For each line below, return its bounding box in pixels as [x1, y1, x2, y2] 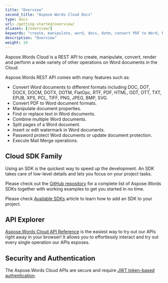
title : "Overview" [5, 7, 43, 13]
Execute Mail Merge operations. [12, 137, 78, 143]
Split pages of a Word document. [12, 121, 81, 127]
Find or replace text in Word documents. [12, 111, 96, 117]
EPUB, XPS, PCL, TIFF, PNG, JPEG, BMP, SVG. [12, 95, 108, 101]
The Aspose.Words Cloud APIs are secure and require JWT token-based [5, 267, 155, 273]
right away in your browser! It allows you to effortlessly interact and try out [5, 234, 159, 240]
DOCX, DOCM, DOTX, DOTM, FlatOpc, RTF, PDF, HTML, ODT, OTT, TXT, [12, 89, 162, 96]
